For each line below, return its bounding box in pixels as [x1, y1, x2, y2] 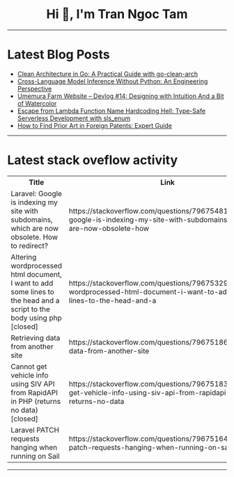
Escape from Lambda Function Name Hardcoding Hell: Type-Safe [17, 106, 206, 115]
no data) [10, 405, 38, 414]
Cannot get [10, 362, 47, 371]
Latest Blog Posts [7, 47, 110, 63]
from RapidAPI [10, 387, 58, 397]
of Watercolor [17, 99, 57, 107]
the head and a [10, 296, 60, 305]
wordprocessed [10, 261, 63, 270]
